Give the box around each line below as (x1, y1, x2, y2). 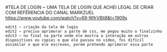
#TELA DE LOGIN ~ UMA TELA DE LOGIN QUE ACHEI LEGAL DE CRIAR (5, 4, 154, 10)
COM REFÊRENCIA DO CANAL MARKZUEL (5, 9, 94, 15)
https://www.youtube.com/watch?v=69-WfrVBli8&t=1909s (5, 15, 128, 20)
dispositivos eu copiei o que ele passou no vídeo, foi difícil (5, 37, 144, 42)
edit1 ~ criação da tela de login (5, 24, 79, 29)
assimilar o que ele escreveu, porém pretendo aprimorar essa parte (5, 42, 153, 47)
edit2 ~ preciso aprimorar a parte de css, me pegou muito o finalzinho (5, 29, 162, 34)
